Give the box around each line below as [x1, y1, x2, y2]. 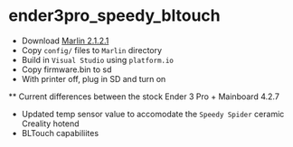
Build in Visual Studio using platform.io [21, 54, 174, 65]
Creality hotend [21, 118, 80, 129]
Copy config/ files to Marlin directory [21, 44, 163, 55]
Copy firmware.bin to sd [21, 64, 112, 75]
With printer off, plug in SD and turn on [21, 73, 166, 84]
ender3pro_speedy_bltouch [8, 5, 221, 26]
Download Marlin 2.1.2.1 [21, 35, 109, 46]
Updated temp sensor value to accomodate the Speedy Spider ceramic [21, 108, 285, 119]
